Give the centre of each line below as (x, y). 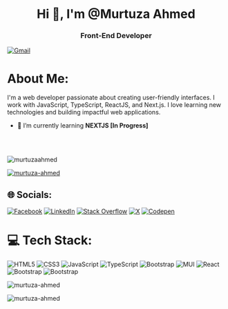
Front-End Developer (116, 36)
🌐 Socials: (30, 195)
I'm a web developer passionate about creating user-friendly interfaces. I (111, 98)
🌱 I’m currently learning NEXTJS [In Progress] (83, 126)
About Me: (38, 78)
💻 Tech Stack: (50, 240)
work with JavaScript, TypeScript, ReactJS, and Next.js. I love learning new (114, 105)
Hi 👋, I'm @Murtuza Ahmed (116, 14)
